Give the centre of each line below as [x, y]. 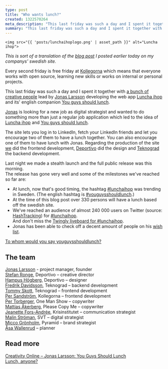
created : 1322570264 [27, 19]
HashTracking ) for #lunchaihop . [45, 216]
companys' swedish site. [31, 61]
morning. [14, 169]
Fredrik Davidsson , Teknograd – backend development [61, 285]
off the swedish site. [33, 205]
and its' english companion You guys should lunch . [57, 102]
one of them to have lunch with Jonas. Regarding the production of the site [82, 143]
